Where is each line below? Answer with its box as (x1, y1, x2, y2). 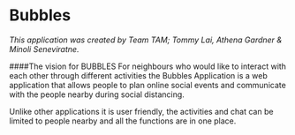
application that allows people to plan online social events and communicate (9, 79, 287, 90)
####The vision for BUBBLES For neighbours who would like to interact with (9, 61, 287, 71)
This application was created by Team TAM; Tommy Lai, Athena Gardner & (9, 34, 283, 45)
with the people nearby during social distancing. (9, 89, 185, 100)
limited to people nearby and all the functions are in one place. (9, 116, 237, 126)
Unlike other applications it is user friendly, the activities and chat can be (9, 106, 274, 116)
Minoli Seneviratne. (9, 43, 79, 54)
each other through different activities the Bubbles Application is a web (9, 70, 268, 80)
